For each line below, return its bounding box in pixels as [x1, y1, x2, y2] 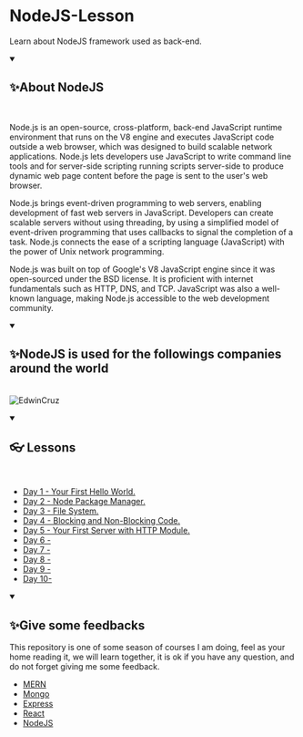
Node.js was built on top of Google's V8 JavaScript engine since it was [9, 264, 276, 275]
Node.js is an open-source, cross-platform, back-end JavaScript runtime [9, 121, 283, 132]
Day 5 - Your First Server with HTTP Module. [22, 525, 191, 536]
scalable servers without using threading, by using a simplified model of [9, 216, 279, 228]
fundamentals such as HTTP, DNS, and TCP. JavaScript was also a [9, 283, 260, 294]
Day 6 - [22, 535, 52, 545]
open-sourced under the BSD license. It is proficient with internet [9, 273, 254, 284]
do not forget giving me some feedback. [9, 661, 161, 672]
